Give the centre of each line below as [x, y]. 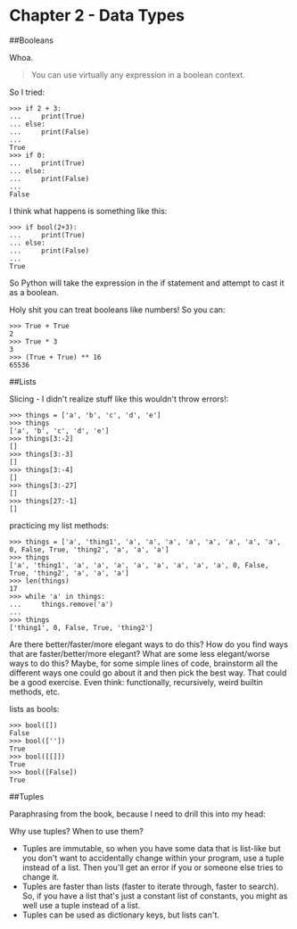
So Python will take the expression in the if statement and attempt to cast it [147, 283]
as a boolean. [34, 292]
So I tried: [27, 92]
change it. [41, 876]
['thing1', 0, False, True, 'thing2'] [81, 627]
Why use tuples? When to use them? [77, 831]
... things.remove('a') [62, 604]
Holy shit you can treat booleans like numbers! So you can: [117, 310]
